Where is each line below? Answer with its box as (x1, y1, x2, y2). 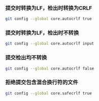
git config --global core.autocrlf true (5, 16, 92, 21)
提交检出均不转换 (5, 54, 47, 61)
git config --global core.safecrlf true (5, 90, 92, 96)
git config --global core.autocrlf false (5, 66, 94, 71)
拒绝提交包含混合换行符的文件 (5, 79, 79, 86)
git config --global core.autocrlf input (5, 41, 94, 46)
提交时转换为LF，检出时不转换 (5, 29, 79, 37)
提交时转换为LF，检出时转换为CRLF (5, 4, 92, 11)
